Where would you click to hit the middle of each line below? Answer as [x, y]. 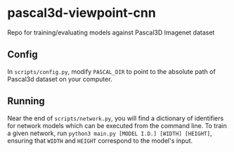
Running [26, 101]
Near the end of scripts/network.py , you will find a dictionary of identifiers [116, 118]
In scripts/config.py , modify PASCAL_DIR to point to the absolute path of [111, 71]
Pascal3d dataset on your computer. [60, 79]
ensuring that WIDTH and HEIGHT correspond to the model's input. [100, 140]
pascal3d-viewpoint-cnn [82, 13]
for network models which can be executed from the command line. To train [117, 125]
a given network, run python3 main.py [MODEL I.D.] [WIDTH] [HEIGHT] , [110, 133]
